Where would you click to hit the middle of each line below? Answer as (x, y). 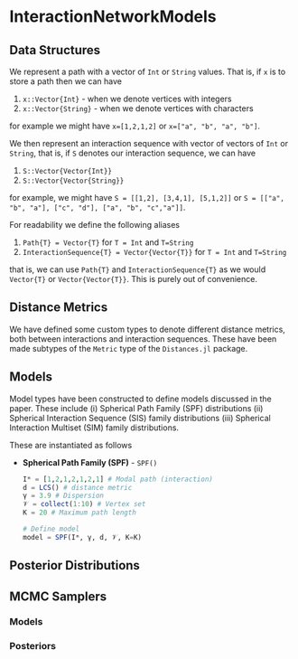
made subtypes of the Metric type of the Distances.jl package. (129, 348)
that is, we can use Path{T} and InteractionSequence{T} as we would (138, 269)
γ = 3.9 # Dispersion (63, 496)
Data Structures (55, 50)
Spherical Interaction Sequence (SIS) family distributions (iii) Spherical (140, 418)
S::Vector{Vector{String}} (73, 181)
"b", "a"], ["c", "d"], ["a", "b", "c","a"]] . (98, 207)
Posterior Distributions (74, 565)
